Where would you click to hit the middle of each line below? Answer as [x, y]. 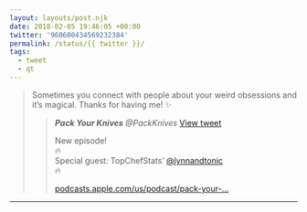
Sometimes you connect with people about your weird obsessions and [164, 95]
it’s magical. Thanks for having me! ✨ [101, 104]
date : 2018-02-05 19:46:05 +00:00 [75, 26]
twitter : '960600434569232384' [69, 35]
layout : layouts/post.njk [58, 18]
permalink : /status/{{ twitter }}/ [77, 43]
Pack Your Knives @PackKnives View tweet [138, 122]
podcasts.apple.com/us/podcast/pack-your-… [142, 188]
